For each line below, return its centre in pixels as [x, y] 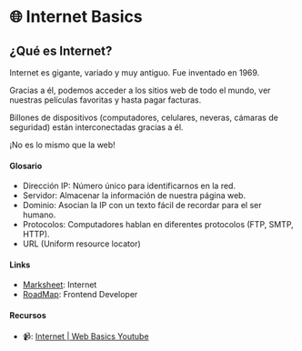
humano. [39, 215]
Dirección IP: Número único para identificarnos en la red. [129, 186]
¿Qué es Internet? [61, 50]
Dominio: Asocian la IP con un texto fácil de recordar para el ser [142, 206]
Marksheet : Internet [60, 285]
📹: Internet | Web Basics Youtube [86, 336]
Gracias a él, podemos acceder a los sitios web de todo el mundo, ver [140, 90]
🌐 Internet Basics [76, 17]
